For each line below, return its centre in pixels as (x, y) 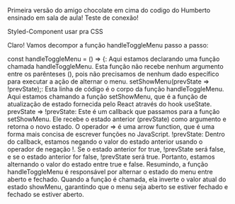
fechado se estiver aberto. (46, 194)
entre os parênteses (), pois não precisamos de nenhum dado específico (113, 74)
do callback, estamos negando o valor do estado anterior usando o (105, 142)
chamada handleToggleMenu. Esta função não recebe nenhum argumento (116, 66)
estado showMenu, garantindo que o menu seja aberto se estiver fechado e (118, 187)
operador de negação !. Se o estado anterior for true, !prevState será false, (116, 149)
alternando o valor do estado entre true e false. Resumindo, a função (108, 164)
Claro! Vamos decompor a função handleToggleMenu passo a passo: (108, 45)
